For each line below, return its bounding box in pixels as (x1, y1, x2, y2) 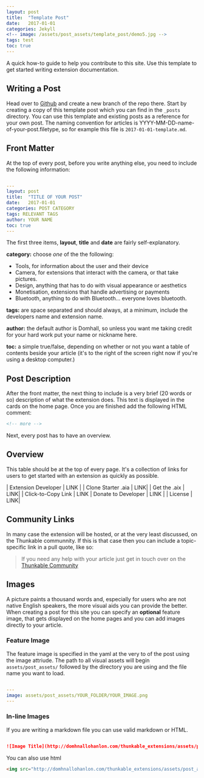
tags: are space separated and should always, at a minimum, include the (6, 306, 188, 314)
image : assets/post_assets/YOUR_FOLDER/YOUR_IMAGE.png (6, 692, 148, 698)
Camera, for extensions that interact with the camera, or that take (15, 269, 179, 277)
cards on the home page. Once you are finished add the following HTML (6, 402, 187, 410)
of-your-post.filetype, (6, 125, 61, 133)
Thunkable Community (21, 562, 79, 569)
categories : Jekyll (6, 26, 56, 32)
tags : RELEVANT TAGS (6, 211, 59, 217)
